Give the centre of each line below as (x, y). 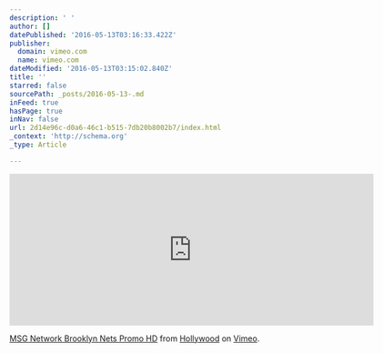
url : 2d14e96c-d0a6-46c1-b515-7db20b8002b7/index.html (116, 128)
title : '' (28, 77)
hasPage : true (36, 111)
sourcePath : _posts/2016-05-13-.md (77, 94)
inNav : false (34, 119)
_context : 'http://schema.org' (69, 136)
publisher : (30, 43)
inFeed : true (34, 102)
